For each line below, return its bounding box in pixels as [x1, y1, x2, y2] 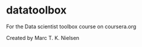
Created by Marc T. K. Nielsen [6, 34, 80, 41]
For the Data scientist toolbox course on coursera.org [6, 23, 137, 30]
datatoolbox [6, 4, 67, 17]
